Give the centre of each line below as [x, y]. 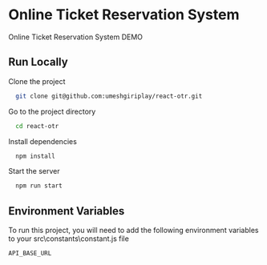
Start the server [34, 171]
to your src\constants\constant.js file [69, 239]
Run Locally [38, 62]
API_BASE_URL [30, 254]
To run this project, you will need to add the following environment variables [133, 231]
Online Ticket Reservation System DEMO [75, 37]
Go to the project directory [52, 111]
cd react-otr [37, 126]
